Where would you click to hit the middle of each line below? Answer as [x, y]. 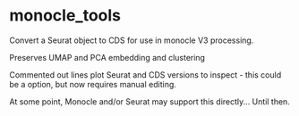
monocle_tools [65, 16]
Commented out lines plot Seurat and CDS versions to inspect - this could [145, 75]
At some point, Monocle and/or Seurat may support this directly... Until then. [150, 101]
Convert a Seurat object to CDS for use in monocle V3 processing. [132, 40]
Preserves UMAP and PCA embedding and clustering [107, 57]
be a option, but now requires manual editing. [93, 84]
